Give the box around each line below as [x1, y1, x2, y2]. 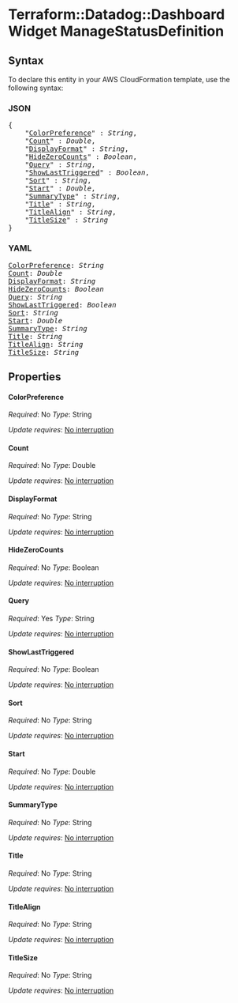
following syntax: [8, 83, 64, 92]
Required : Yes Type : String [8, 614, 95, 623]
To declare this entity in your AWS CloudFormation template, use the [8, 75, 230, 84]
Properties [8, 370, 61, 383]
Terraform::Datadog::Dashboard [8, 6, 225, 24]
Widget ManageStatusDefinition [8, 22, 225, 40]
